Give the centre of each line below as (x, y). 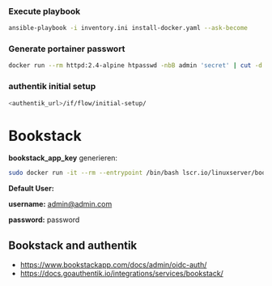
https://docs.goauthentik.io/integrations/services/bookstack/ (122, 274)
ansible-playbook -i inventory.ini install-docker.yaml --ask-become (128, 28)
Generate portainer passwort (67, 49)
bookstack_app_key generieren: (63, 158)
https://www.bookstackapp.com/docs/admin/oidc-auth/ (113, 265)
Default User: (31, 189)
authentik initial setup (52, 87)
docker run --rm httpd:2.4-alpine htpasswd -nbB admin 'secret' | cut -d (136, 66)
